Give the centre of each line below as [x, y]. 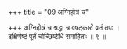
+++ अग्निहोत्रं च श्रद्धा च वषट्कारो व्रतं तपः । [64, 28]
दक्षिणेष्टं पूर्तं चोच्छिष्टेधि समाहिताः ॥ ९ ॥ [57, 36]
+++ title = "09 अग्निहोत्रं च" [49, 12]
